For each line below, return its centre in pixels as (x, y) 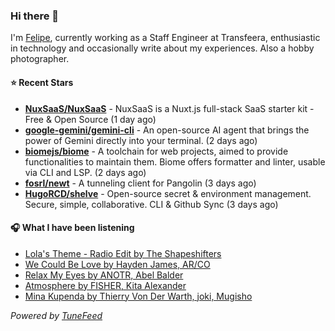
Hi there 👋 (35, 16)
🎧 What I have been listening (72, 228)
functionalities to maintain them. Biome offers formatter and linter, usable (175, 161)
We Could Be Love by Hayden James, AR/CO (117, 264)
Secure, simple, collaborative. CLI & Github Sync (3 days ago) (151, 204)
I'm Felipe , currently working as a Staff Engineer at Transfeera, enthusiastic (165, 38)
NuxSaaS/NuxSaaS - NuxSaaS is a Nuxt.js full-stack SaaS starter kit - (169, 108)
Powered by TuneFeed (56, 315)
